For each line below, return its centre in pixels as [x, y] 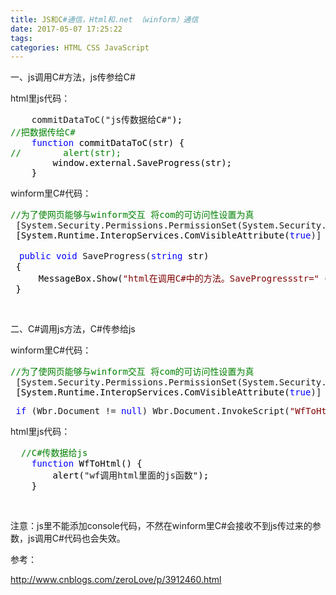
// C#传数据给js [54, 453]
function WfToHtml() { [87, 464]
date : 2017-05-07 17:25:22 [66, 29]
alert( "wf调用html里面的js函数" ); [131, 475]
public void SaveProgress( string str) [114, 256]
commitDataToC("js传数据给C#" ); [107, 120]
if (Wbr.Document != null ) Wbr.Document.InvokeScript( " [155, 411]
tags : [21, 38]
